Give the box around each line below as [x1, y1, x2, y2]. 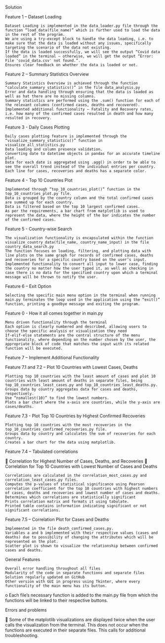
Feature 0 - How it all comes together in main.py [5, 310, 103, 316]
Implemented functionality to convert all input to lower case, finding [5, 261, 158, 266]
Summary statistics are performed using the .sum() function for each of [5, 98, 161, 103]
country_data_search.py [5, 244, 54, 249]
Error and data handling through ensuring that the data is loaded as [5, 89, 154, 94]
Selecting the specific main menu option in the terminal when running [5, 293, 156, 298]
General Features [5, 557, 41, 562]
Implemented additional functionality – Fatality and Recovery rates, [5, 107, 154, 112]
